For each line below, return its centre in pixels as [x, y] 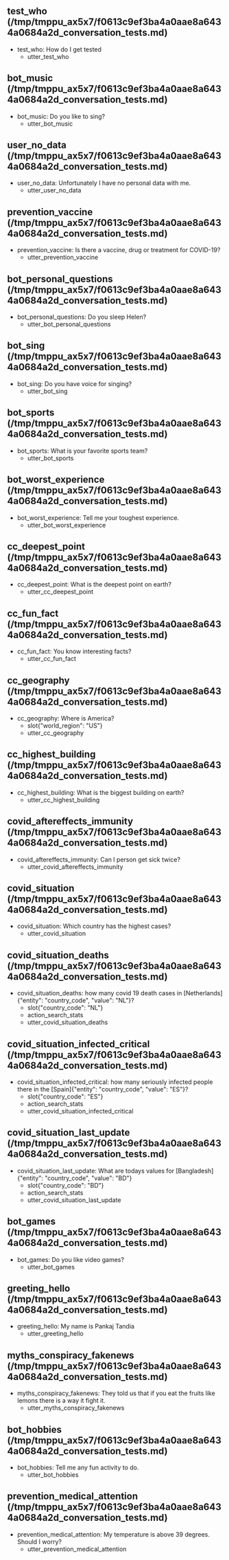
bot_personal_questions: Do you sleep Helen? [82, 317]
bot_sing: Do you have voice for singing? [74, 383]
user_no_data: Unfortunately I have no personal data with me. [104, 183]
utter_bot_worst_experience [67, 525]
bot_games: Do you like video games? [71, 1259]
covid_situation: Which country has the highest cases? [94, 926]
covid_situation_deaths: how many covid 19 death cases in [99, 993]
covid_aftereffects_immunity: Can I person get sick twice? [98, 859]
